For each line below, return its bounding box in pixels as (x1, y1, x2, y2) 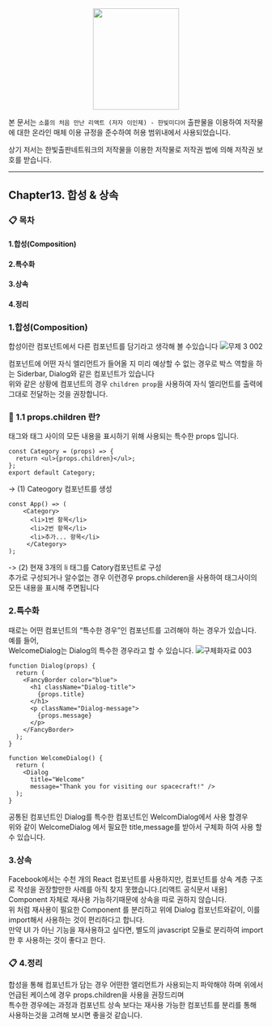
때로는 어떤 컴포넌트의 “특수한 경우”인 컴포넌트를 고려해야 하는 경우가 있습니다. (8, 625, 257, 635)
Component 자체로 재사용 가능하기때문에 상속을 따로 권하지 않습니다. (8, 894, 227, 904)
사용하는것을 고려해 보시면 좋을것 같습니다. (8, 1010, 143, 1021)
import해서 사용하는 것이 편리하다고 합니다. (8, 914, 145, 924)
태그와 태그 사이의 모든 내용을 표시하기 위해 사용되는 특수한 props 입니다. (8, 432, 239, 441)
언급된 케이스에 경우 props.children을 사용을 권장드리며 (8, 990, 185, 1000)
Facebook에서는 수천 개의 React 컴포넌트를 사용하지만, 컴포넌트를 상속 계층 (8, 874, 249, 883)
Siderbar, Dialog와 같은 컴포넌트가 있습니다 (16, 368, 155, 378)
